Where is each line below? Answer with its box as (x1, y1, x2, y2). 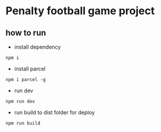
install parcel (14, 65, 46, 72)
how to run (5, 28, 46, 38)
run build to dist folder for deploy (14, 109, 95, 116)
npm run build (5, 120, 41, 126)
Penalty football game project (5, 4, 155, 18)
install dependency (14, 43, 61, 50)
